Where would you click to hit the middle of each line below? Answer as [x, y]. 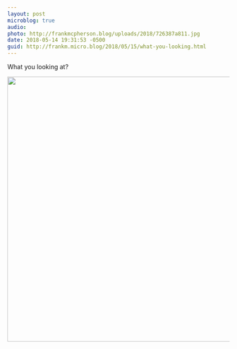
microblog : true [31, 20]
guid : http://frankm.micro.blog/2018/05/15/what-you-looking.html [107, 47]
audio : [17, 27]
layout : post [26, 14]
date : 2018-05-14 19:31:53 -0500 [56, 40]
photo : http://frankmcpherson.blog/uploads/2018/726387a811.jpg [104, 34]
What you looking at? [38, 67]
